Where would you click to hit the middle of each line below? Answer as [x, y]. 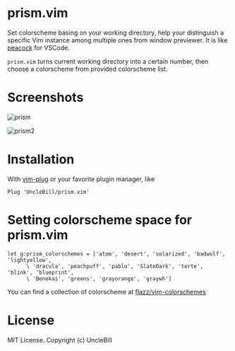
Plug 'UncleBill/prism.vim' [49, 192]
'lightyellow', [30, 260]
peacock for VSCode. [39, 47]
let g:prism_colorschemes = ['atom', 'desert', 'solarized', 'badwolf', [116, 254]
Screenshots [46, 98]
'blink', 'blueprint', [41, 272]
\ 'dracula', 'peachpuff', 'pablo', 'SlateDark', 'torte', [114, 266]
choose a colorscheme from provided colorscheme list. [88, 69]
